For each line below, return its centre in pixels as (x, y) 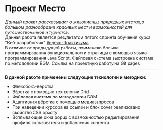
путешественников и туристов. (37, 32)
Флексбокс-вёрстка (33, 86)
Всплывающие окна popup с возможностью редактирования (76, 117)
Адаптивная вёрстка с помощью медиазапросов (63, 102)
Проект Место (35, 8)
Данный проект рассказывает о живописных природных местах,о (75, 22)
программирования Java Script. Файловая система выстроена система (79, 58)
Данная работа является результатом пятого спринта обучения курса (78, 37)
